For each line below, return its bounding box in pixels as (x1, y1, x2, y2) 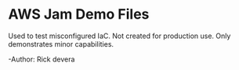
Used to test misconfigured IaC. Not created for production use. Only (8, 31, 231, 40)
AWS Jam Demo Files (8, 5, 150, 23)
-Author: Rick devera (8, 54, 75, 64)
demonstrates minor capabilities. (8, 39, 114, 48)
